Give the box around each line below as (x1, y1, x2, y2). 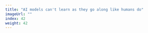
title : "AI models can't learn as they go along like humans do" (5, 7, 144, 12)
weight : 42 (5, 20, 28, 26)
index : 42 (5, 16, 26, 21)
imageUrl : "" (5, 12, 32, 16)
